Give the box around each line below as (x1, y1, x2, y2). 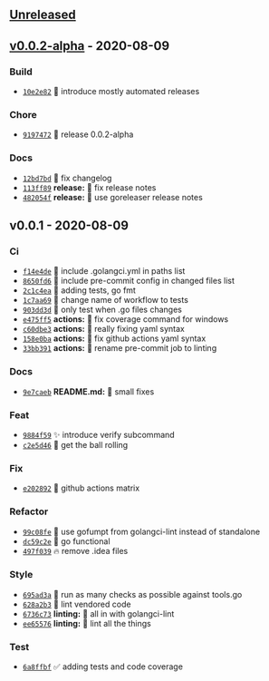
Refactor (9, 505, 49, 518)
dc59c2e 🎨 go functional (22, 535, 110, 547)
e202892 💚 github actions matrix (22, 482, 140, 493)
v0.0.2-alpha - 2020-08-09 (9, 38, 170, 54)
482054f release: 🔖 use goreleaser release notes (22, 191, 204, 202)
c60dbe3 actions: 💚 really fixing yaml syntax (22, 324, 186, 335)
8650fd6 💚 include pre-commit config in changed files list (22, 276, 235, 287)
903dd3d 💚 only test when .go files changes (22, 304, 183, 316)
